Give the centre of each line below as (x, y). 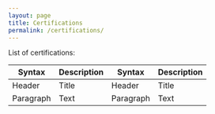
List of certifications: (41, 53)
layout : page (30, 15)
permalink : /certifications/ (56, 30)
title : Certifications (45, 23)
